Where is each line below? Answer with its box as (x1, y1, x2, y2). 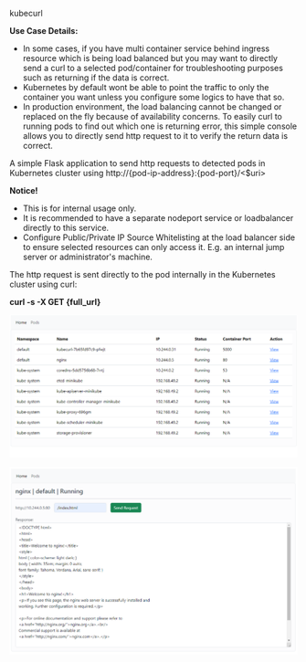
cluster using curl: (9, 278, 78, 289)
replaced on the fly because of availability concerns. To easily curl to (22, 111, 283, 121)
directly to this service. (22, 223, 110, 233)
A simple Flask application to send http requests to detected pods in (9, 158, 266, 168)
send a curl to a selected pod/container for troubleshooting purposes (22, 63, 283, 73)
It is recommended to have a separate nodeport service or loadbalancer (22, 213, 294, 223)
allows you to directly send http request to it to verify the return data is (22, 131, 289, 141)
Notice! (9, 185, 38, 195)
